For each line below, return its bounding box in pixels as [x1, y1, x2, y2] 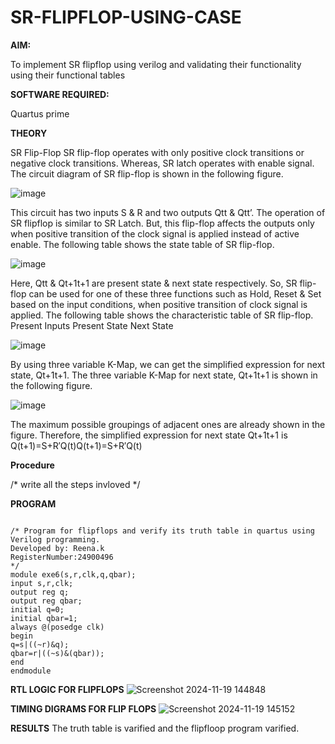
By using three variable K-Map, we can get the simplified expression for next [10, 358, 326, 370]
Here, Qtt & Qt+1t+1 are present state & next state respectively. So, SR [10, 277, 298, 289]
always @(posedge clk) [10, 622, 105, 632]
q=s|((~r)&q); [10, 639, 70, 650]
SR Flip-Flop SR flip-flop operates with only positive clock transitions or [10, 146, 305, 158]
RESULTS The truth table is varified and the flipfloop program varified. [10, 722, 300, 734]
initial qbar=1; [10, 613, 78, 623]
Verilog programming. [10, 534, 101, 545]
